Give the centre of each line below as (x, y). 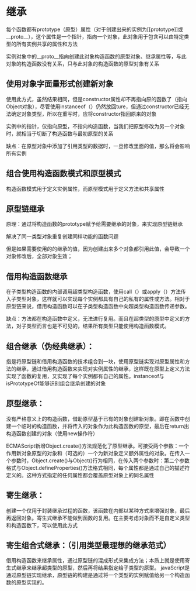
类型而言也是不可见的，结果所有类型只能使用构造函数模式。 (98, 326)
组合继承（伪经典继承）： (50, 346)
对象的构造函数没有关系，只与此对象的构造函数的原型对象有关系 (83, 63)
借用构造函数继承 (37, 276)
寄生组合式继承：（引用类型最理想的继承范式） (88, 546)
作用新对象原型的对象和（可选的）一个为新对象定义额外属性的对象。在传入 (95, 453)
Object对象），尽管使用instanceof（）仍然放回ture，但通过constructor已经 (95, 106)
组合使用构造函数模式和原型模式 (64, 173)
